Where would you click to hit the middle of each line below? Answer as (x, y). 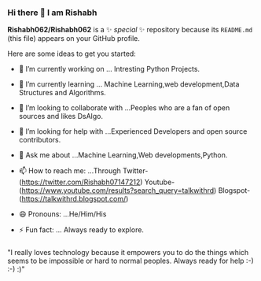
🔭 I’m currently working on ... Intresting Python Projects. (109, 69)
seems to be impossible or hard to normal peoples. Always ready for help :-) (131, 261)
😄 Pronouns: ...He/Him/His (62, 214)
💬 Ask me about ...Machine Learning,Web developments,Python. (123, 155)
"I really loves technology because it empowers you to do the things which (128, 253)
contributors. (40, 140)
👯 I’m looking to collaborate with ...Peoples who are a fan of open (124, 108)
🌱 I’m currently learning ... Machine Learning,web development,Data (129, 84)
